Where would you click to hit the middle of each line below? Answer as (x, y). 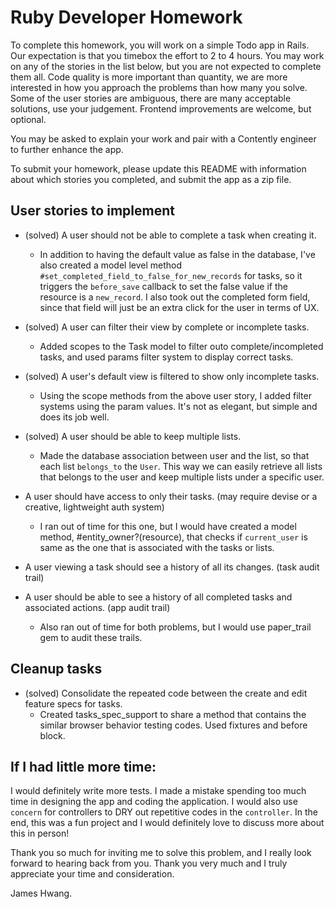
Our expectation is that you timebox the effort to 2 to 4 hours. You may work (167, 55)
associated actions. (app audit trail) (97, 607)
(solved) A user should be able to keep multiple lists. (133, 436)
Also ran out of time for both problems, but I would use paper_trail (175, 627)
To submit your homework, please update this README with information (158, 168)
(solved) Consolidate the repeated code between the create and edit (166, 693)
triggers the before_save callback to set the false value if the (163, 286)
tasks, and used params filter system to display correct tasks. (166, 357)
